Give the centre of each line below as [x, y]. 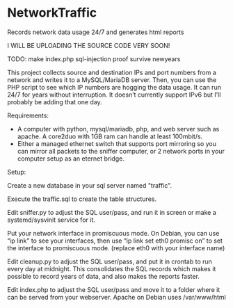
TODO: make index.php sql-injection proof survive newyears [94, 59]
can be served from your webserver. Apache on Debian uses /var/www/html [116, 297]
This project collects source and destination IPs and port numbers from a [112, 72]
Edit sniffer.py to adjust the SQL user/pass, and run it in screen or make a [112, 212]
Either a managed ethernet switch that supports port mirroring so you [117, 143]
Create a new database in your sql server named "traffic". [90, 185]
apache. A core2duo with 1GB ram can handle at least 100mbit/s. [110, 136]
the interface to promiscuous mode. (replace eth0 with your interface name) [116, 248]
